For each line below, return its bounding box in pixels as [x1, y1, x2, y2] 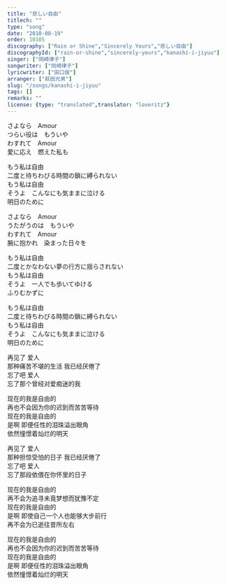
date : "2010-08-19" [7, 29, 64, 37]
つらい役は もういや [7, 130, 68, 139]
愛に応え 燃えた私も [7, 148, 68, 156]
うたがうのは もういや [7, 221, 75, 230]
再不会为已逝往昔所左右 [7, 520, 75, 528]
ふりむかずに [7, 288, 44, 297]
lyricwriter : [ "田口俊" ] [7, 69, 77, 76]
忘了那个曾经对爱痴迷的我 [7, 379, 81, 388]
